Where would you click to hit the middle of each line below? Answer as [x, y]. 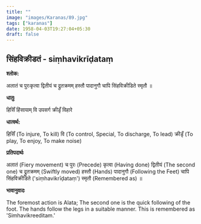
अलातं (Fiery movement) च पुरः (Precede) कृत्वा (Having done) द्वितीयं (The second [101, 165]
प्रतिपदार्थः [15, 153]
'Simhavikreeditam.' [31, 215]
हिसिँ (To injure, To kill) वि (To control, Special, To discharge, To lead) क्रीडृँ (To [100, 134]
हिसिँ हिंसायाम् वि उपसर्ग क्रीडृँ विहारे [39, 110]
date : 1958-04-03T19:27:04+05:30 [48, 29]
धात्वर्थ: [13, 122]
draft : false [23, 35]
